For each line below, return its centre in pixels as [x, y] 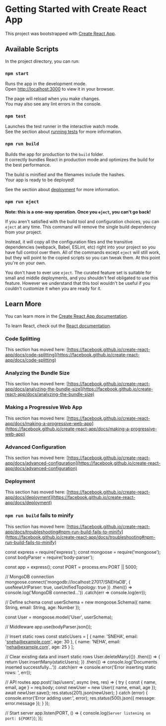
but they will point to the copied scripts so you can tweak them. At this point [83, 257]
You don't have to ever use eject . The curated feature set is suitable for [78, 272]
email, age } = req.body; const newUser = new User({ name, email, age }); [81, 687]
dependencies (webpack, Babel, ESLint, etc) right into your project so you [81, 247]
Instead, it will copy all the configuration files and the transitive [69, 242]
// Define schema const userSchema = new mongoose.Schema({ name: [79, 602]
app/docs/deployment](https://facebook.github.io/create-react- [70, 497]
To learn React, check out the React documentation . [58, 326]
